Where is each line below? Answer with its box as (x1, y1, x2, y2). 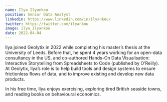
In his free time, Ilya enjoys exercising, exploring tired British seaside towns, (5, 86, 162, 91)
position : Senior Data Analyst (5, 12, 71, 17)
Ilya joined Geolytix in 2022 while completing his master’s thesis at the (5, 44, 150, 50)
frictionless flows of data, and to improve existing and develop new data (5, 71, 154, 76)
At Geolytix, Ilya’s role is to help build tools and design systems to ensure (5, 65, 156, 71)
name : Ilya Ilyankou (5, 7, 49, 12)
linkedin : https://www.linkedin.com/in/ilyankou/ (5, 16, 111, 21)
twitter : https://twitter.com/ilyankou (5, 21, 89, 26)
